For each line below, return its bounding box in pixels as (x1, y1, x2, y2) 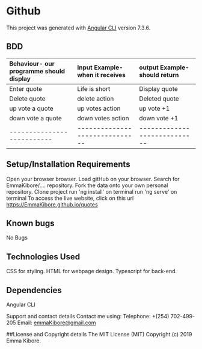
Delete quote (9, 94, 46, 103)
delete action (77, 94, 114, 103)
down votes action (77, 114, 129, 122)
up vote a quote (9, 104, 54, 113)
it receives (95, 70, 126, 79)
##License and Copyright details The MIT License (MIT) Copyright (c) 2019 (6, 331, 192, 338)
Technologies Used (6, 252, 80, 262)
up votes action (77, 104, 121, 113)
